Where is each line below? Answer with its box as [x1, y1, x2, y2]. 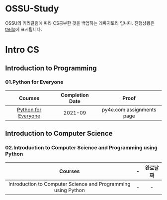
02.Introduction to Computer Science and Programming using [5, 144, 158, 151]
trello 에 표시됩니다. [5, 26, 42, 32]
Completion [60, 92, 89, 99]
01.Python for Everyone [5, 79, 64, 86]
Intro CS [5, 44, 40, 55]
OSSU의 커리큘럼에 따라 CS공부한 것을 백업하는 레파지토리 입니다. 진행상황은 [5, 20, 155, 26]
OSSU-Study [5, 3, 59, 14]
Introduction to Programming [5, 64, 97, 72]
